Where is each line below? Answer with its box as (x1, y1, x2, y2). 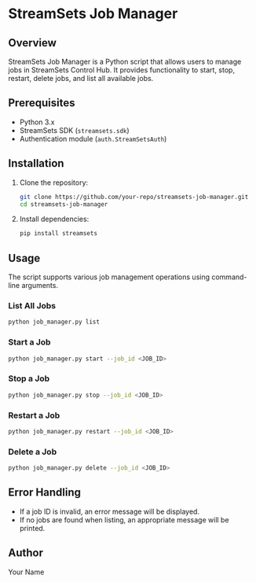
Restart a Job (8, 410, 60, 421)
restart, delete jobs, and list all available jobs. (8, 74, 154, 83)
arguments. (21, 281, 59, 290)
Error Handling (8, 485, 81, 500)
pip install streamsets (19, 230, 98, 238)
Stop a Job (8, 373, 50, 384)
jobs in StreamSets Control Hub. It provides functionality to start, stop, (8, 65, 236, 75)
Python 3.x (19, 117, 55, 127)
